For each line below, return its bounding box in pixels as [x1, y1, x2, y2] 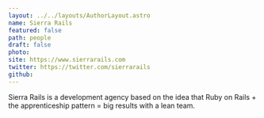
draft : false [8, 41, 52, 49]
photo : [8, 48, 30, 56]
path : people [8, 33, 52, 42]
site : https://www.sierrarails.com [8, 56, 126, 64]
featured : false [8, 26, 62, 34]
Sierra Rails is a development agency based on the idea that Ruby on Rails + [8, 92, 257, 101]
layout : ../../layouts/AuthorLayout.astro [8, 11, 151, 20]
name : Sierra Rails [8, 19, 73, 27]
